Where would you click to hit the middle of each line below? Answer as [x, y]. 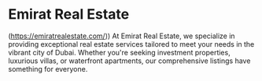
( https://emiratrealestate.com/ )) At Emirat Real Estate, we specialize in [122, 36]
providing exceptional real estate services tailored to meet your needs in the [131, 44]
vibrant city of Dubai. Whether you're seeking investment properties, [119, 52]
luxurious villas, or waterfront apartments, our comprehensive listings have [129, 61]
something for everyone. [48, 69]
